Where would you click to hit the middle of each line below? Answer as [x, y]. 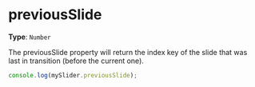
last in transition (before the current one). [76, 61]
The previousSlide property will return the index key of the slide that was [128, 52]
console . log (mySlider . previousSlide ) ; [73, 75]
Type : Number [30, 37]
